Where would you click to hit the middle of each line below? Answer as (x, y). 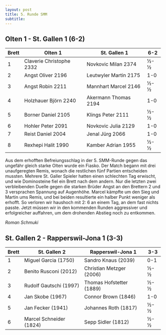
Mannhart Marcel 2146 (114, 86)
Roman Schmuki (22, 222)
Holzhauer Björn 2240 (50, 101)
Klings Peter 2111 (108, 115)
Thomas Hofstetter (106, 282)
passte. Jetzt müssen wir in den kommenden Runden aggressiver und (76, 208)
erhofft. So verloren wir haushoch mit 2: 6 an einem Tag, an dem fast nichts (82, 203)
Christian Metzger (105, 268)
